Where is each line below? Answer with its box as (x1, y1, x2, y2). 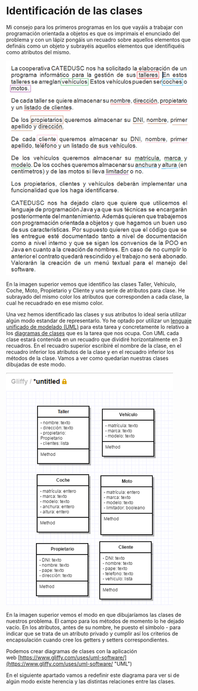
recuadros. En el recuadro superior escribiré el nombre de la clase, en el (6, 342, 181, 349)
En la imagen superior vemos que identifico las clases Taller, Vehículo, (6, 281, 177, 288)
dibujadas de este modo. (6, 361, 67, 368)
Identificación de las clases (6, 4, 143, 18)
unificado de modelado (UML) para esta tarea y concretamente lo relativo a (6, 323, 189, 330)
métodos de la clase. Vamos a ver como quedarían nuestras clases (6, 355, 169, 362)
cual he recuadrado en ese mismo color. (6, 299, 104, 307)
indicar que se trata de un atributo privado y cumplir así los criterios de (6, 630, 179, 637)
